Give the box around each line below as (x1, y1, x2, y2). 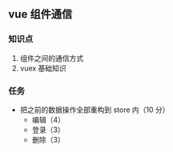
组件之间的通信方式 (19, 53, 84, 62)
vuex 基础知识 (19, 63, 66, 73)
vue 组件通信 (8, 7, 73, 22)
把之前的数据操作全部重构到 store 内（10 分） (19, 105, 170, 114)
